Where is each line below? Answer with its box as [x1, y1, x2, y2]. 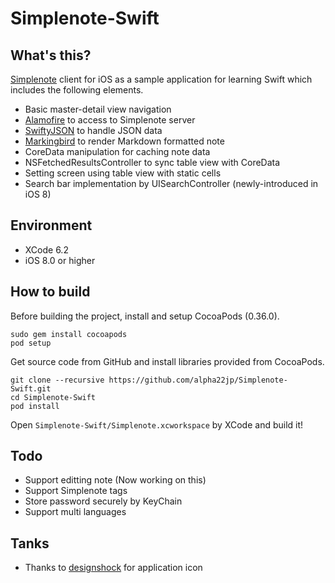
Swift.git [10, 383, 52, 394]
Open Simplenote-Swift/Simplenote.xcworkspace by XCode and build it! [10, 418, 304, 431]
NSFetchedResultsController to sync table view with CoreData [24, 157, 281, 168]
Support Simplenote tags [24, 485, 128, 497]
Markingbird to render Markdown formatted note [24, 135, 225, 147]
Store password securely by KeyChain [24, 495, 183, 507]
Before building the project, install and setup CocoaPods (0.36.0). [10, 310, 280, 322]
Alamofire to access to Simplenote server [24, 114, 196, 126]
